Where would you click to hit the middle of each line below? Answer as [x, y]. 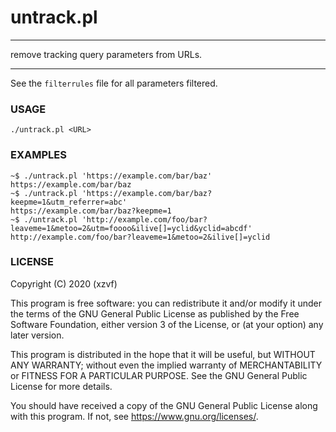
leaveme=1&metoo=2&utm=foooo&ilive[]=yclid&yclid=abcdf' [131, 228]
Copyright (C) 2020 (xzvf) [64, 283]
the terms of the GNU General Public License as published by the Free [155, 313]
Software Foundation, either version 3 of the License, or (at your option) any [167, 324]
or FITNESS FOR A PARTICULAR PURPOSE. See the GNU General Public [159, 375]
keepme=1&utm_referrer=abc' [69, 202]
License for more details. [61, 386]
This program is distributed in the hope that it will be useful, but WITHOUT [163, 354]
